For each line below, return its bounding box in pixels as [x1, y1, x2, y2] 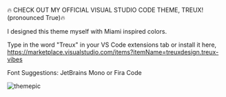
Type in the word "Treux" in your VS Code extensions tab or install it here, [7, 41, 217, 49]
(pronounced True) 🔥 [7, 14, 65, 21]
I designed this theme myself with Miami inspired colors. [7, 28, 167, 35]
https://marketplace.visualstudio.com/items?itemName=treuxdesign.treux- [7, 48, 219, 56]
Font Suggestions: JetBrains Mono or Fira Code [7, 69, 143, 76]
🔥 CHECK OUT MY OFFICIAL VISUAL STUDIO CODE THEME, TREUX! [7, 6, 204, 14]
